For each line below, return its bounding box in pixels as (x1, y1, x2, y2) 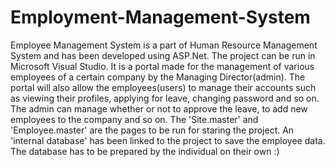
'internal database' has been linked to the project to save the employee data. (10, 134, 326, 146)
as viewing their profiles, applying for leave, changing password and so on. (10, 92, 320, 104)
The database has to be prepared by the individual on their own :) (10, 145, 280, 157)
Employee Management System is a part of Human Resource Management (10, 39, 318, 51)
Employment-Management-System (10, 6, 311, 29)
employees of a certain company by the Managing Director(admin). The (10, 71, 306, 83)
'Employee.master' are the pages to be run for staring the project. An (10, 124, 295, 136)
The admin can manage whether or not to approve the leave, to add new (10, 102, 308, 115)
